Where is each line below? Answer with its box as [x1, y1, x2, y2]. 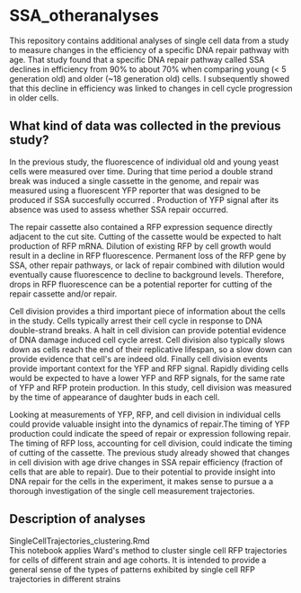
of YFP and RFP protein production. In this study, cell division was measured [9, 382, 292, 393]
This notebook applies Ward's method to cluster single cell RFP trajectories [9, 544, 288, 555]
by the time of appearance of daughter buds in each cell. [9, 392, 220, 403]
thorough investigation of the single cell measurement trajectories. [9, 485, 255, 496]
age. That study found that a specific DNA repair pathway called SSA [9, 54, 265, 65]
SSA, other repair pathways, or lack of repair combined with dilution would [9, 260, 285, 270]
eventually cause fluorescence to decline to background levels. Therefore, [9, 269, 285, 279]
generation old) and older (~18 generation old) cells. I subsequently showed [9, 73, 290, 84]
